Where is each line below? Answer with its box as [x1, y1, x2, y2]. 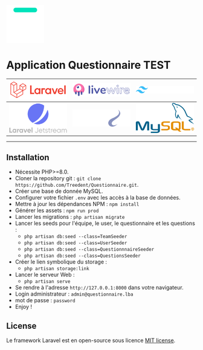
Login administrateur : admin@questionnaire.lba [14, 290, 134, 297]
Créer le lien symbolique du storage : [14, 258, 108, 265]
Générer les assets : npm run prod [14, 207, 99, 214]
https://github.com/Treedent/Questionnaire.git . [14, 181, 139, 189]
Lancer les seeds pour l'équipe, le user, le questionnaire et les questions [14, 219, 195, 227]
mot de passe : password [14, 297, 76, 304]
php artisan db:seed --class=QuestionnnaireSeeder [24, 247, 155, 253]
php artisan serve [24, 279, 71, 285]
